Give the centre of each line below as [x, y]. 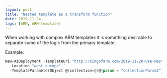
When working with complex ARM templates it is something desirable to [79, 38]
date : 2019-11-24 [23, 19]
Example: [15, 52]
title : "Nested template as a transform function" [59, 14]
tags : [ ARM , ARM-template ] [33, 23]
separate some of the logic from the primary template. [61, 43]
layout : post [19, 10]
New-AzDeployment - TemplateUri [38, 61]
